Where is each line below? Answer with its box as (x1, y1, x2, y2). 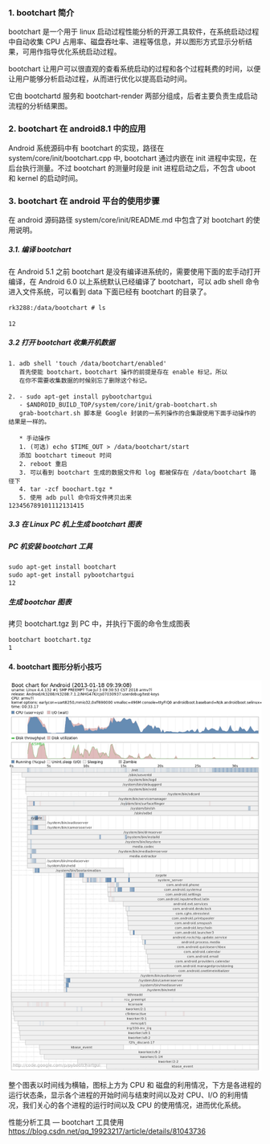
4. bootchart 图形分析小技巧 (8, 661, 102, 672)
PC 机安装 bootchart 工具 (8, 541, 93, 551)
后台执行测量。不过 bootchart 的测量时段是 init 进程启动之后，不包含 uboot (8, 163, 256, 173)
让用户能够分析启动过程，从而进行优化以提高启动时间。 (8, 74, 191, 84)
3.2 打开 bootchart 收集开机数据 (8, 337, 116, 347)
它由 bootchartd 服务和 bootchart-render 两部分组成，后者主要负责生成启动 (8, 91, 258, 101)
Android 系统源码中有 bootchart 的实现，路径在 (8, 143, 165, 153)
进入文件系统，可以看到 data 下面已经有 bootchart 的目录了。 (8, 287, 211, 296)
